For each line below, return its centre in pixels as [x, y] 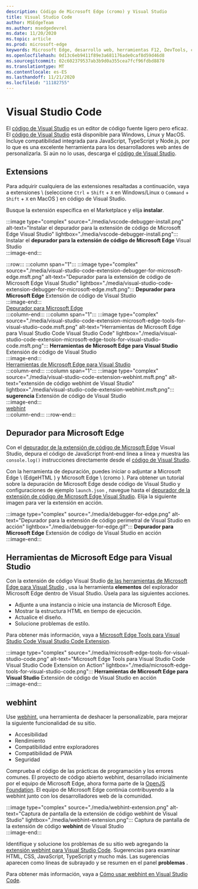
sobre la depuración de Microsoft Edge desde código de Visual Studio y [93, 483]
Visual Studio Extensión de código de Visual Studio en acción [81, 678]
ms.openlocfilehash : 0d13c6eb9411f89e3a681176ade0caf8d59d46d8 [85, 55]
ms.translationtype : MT [35, 66]
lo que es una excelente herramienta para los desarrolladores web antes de [98, 147]
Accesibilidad [31, 735]
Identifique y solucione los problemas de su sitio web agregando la [88, 844]
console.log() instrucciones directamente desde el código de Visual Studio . [99, 460]
